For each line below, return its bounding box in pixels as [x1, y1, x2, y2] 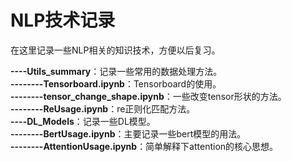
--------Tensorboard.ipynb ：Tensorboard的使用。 [10, 77, 222, 90]
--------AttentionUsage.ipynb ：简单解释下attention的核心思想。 [10, 140, 279, 152]
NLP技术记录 [10, 9, 116, 32]
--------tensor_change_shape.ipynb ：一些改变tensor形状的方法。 [10, 90, 287, 102]
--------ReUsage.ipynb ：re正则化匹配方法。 [10, 102, 196, 115]
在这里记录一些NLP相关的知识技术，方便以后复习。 [10, 44, 221, 56]
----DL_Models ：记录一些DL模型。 [10, 115, 156, 127]
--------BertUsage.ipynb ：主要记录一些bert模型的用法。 [10, 127, 247, 140]
